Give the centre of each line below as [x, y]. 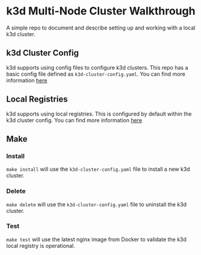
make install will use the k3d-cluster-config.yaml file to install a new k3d [98, 169]
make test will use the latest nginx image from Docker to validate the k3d [96, 239]
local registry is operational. [41, 245]
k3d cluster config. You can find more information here [74, 120]
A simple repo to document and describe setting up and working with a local [101, 28]
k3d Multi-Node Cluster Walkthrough [101, 11]
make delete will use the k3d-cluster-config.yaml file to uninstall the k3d [97, 204]
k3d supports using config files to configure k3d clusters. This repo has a [97, 67]
